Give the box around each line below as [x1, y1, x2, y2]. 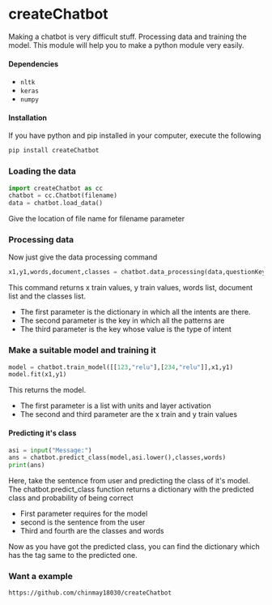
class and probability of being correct [8, 493, 134, 503]
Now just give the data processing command [8, 252, 158, 262]
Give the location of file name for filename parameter [8, 214, 185, 224]
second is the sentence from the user [19, 517, 146, 527]
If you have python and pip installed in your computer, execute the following [8, 131, 261, 140]
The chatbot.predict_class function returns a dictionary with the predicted [8, 484, 254, 495]
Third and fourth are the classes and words [19, 526, 164, 536]
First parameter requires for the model [19, 508, 148, 519]
